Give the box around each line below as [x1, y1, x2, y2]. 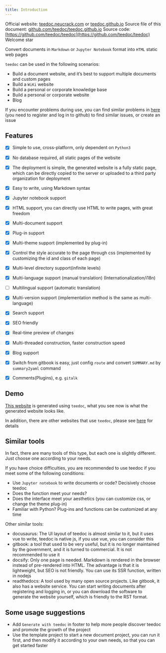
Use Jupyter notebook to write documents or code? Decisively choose [12, 480, 156, 486]
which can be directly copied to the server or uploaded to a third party [12, 170, 156, 176]
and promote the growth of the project [12, 627, 91, 633]
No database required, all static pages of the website [12, 155, 120, 161]
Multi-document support [12, 220, 63, 226]
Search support [12, 310, 45, 316]
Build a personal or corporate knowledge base [12, 86, 108, 92]
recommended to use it [12, 552, 60, 558]
